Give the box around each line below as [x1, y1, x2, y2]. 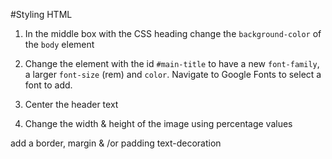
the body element [24, 39, 95, 50]
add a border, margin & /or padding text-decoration [10, 137, 222, 149]
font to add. [24, 79, 73, 91]
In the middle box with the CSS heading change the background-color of [24, 28, 322, 39]
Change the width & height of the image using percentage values [24, 118, 293, 129]
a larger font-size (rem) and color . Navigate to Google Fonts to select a [24, 69, 322, 80]
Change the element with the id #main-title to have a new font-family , [24, 58, 320, 69]
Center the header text [24, 99, 119, 110]
